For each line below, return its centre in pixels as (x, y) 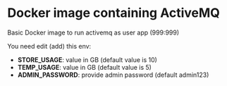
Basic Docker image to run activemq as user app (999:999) (93, 32)
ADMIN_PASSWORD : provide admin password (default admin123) (113, 75)
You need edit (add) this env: (49, 46)
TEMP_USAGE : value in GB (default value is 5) (84, 67)
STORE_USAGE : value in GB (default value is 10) (87, 60)
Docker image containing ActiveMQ (114, 13)
